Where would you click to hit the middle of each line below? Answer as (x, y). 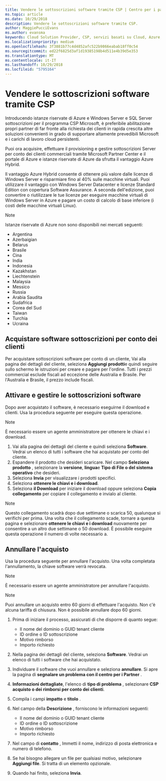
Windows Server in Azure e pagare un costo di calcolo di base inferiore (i (80, 200)
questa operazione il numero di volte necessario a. (57, 534)
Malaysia (21, 281)
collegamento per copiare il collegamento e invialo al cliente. (74, 494)
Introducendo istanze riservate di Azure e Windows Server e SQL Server (79, 118)
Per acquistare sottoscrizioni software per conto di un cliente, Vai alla (76, 358)
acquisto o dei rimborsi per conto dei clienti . (58, 690)
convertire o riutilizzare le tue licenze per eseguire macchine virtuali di (77, 195)
